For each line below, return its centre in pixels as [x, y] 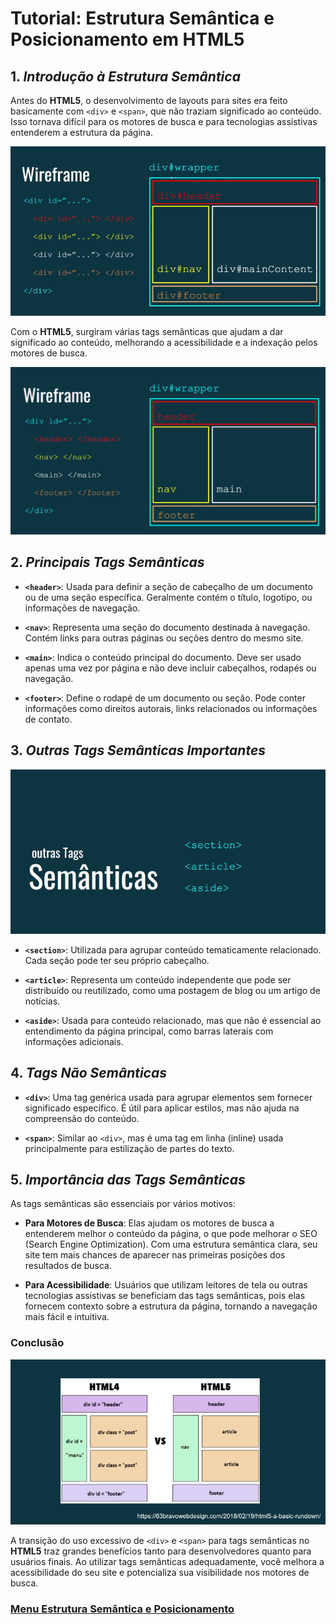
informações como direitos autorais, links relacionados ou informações [171, 708]
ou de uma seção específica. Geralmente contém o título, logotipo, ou [168, 597]
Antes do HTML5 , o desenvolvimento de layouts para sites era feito [149, 100]
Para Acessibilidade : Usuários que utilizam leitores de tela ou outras [166, 1285]
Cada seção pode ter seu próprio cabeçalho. [117, 960]
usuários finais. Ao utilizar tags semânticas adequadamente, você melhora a [167, 1561]
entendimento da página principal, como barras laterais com [149, 1031]
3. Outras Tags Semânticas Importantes [138, 750]
